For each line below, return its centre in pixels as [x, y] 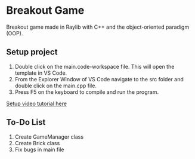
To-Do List [26, 122]
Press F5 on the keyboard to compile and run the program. [87, 92]
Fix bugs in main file [39, 149]
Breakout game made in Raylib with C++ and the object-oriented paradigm [98, 27]
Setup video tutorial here [37, 103]
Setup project [32, 52]
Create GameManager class [49, 137]
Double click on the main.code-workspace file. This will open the [95, 66]
